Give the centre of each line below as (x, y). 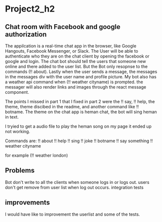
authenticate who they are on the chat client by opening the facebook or (77, 56)
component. (17, 92)
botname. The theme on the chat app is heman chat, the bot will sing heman (81, 112)
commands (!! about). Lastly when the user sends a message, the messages (81, 72)
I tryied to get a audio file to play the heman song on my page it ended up (78, 126)
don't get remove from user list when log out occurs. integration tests (74, 187)
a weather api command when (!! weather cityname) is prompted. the (74, 82)
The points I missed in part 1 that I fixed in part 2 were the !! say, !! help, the (80, 102)
